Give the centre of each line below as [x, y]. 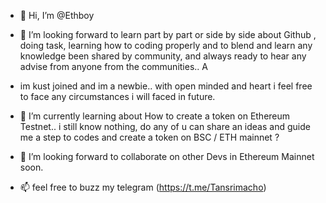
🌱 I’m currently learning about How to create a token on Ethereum [155, 116]
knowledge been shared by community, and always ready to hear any [163, 56]
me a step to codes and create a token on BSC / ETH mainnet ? [149, 137]
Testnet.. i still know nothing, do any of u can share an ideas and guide [165, 126]
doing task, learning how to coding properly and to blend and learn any [166, 45]
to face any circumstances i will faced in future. [117, 96]
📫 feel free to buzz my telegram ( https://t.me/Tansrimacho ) [143, 187]
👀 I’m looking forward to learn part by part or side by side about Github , [168, 34]
